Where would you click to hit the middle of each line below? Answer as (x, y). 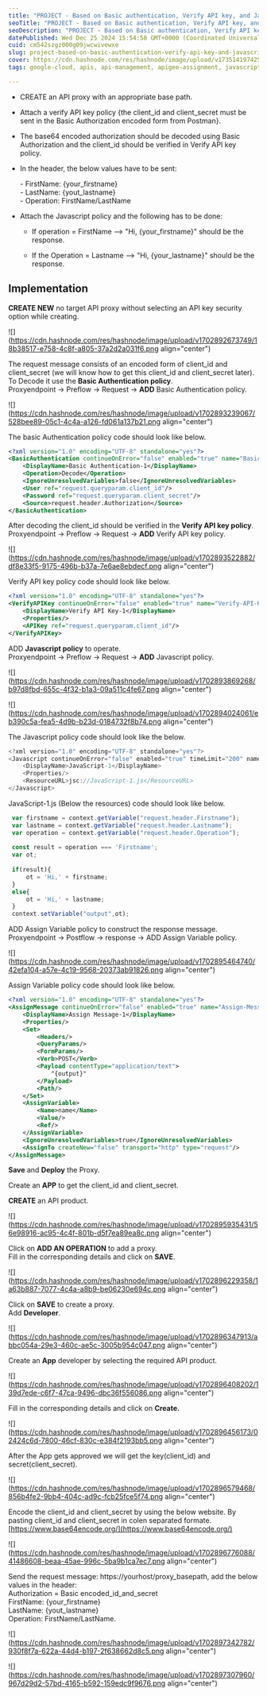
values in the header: (43, 1585)
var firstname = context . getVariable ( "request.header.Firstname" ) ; (126, 818)
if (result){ (31, 870)
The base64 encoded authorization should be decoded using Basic (130, 136)
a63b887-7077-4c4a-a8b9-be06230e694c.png (87, 1289)
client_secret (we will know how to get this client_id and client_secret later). (132, 372)
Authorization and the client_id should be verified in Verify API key (128, 145)
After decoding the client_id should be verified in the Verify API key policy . (131, 526)
